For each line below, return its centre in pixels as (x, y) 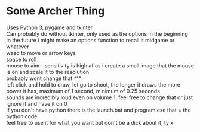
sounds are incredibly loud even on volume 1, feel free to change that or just (99, 97)
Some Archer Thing (56, 11)
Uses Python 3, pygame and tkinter (50, 27)
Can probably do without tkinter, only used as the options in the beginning (97, 33)
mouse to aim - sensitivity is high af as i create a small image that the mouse (100, 65)
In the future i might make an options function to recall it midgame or (90, 40)
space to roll (21, 59)
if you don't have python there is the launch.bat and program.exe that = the (99, 110)
